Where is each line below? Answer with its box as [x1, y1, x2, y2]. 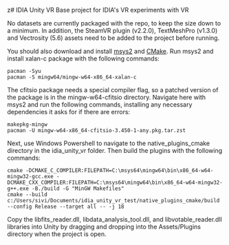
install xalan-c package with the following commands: [7, 54, 160, 63]
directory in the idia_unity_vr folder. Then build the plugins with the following [7, 147, 223, 154]
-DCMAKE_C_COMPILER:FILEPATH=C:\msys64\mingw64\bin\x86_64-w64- [25, 167, 214, 174]
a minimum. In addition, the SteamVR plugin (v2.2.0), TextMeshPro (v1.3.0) [7, 27, 218, 34]
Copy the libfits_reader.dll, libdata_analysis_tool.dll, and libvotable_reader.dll [7, 215, 222, 223]
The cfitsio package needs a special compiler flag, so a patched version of [7, 86, 219, 94]
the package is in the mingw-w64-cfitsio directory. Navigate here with [7, 93, 206, 101]
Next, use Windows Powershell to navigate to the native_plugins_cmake [7, 139, 210, 147]
